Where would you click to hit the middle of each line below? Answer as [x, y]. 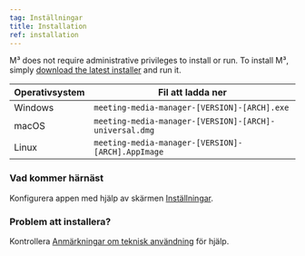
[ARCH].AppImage [129, 152]
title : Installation [49, 26]
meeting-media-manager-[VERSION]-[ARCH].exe [192, 108]
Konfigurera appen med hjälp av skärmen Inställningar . [112, 198]
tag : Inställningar [46, 18]
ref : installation [44, 34]
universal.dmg [124, 131]
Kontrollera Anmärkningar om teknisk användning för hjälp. [119, 241]
